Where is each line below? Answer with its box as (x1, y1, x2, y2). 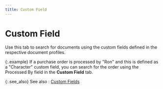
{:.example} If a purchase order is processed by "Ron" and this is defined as (5, 59, 159, 65)
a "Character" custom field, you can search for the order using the (5, 64, 139, 70)
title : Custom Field (5, 7, 47, 12)
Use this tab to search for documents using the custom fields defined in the (5, 44, 158, 50)
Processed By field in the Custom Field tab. (5, 69, 93, 75)
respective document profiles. (5, 49, 66, 55)
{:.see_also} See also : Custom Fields (5, 78, 80, 84)
